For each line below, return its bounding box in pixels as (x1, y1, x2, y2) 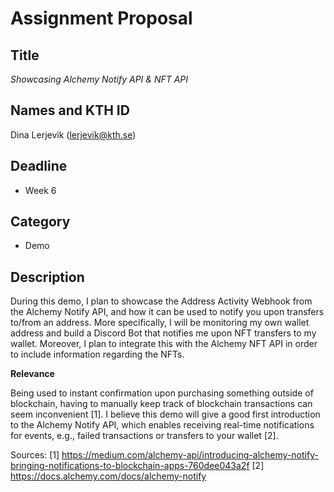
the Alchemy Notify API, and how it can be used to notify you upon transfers (10, 306, 325, 318)
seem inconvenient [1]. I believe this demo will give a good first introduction (10, 408, 321, 421)
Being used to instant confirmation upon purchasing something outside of (10, 387, 314, 399)
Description (10, 268, 85, 286)
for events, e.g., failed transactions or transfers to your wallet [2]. (10, 430, 279, 442)
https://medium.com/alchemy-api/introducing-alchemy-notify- (61, 449, 319, 461)
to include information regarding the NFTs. (10, 348, 185, 361)
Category (10, 213, 71, 231)
